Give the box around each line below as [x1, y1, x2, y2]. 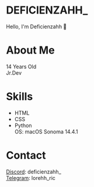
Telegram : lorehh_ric [6, 174, 55, 181]
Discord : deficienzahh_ [6, 168, 61, 175]
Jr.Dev [6, 69, 22, 76]
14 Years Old [6, 63, 37, 70]
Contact [6, 149, 46, 162]
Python [14, 122, 32, 129]
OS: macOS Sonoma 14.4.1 [14, 128, 78, 135]
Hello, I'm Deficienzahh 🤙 [6, 23, 67, 30]
